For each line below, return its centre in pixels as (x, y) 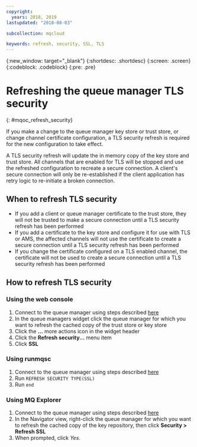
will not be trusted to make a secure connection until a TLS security (97, 220)
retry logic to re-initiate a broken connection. (61, 181)
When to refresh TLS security (62, 199)
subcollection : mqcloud (35, 33)
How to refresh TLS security (59, 283)
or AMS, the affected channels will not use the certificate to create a (98, 239)
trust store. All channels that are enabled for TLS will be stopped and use (95, 162)
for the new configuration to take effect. (55, 144)
